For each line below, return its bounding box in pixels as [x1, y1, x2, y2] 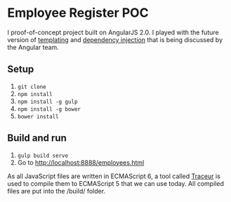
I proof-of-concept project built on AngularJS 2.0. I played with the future [7, 28, 219, 36]
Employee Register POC [7, 5, 149, 21]
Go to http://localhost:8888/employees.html [17, 158, 145, 166]
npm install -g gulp [17, 98, 78, 105]
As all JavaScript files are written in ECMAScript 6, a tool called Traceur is [7, 172, 221, 180]
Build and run [7, 132, 67, 144]
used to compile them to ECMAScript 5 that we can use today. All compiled [7, 179, 225, 187]
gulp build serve [17, 152, 69, 159]
